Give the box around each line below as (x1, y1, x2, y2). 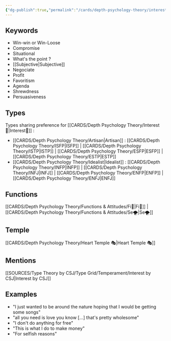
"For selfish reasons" (12, 330, 57, 336)
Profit (12, 72, 24, 78)
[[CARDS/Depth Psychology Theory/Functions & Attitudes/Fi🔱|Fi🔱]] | (5, 204, 149, 210)
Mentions (5, 257, 37, 265)
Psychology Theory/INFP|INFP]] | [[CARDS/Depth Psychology (12, 164, 142, 170)
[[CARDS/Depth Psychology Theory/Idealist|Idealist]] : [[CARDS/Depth (12, 159, 160, 165)
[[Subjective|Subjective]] (12, 62, 65, 68)
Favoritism (12, 77, 35, 84)
